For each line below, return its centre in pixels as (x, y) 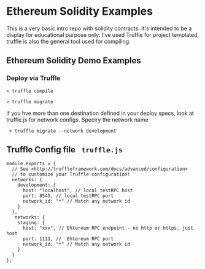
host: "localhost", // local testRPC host (78, 191)
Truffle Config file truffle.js (64, 150)
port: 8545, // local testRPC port (68, 196)
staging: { (31, 223)
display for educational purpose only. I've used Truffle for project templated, (103, 34)
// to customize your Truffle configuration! (71, 174)
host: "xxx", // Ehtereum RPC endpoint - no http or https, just (108, 228)
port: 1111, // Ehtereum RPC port (68, 239)
